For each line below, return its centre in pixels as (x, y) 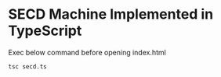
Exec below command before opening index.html (87, 52)
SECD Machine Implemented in (111, 14)
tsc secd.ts (27, 66)
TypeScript (45, 31)
